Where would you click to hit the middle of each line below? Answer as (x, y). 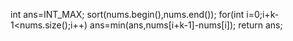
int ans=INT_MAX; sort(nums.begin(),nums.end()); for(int (127, 14)
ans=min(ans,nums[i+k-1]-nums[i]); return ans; (186, 25)
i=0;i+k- (263, 14)
